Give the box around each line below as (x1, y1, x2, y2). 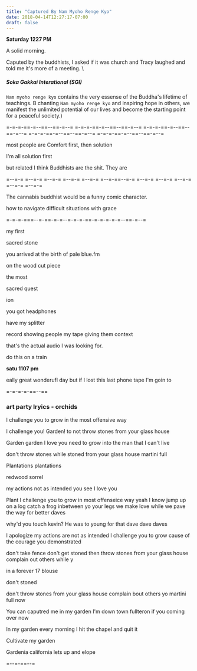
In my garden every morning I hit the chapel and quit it (6, 626, 138, 633)
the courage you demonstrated (6, 538, 81, 545)
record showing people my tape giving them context (6, 331, 133, 338)
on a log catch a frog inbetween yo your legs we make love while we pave (6, 503, 186, 510)
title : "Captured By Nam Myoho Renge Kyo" (6, 8, 112, 15)
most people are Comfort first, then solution (6, 141, 113, 148)
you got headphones (6, 308, 57, 315)
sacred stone (6, 239, 38, 246)
